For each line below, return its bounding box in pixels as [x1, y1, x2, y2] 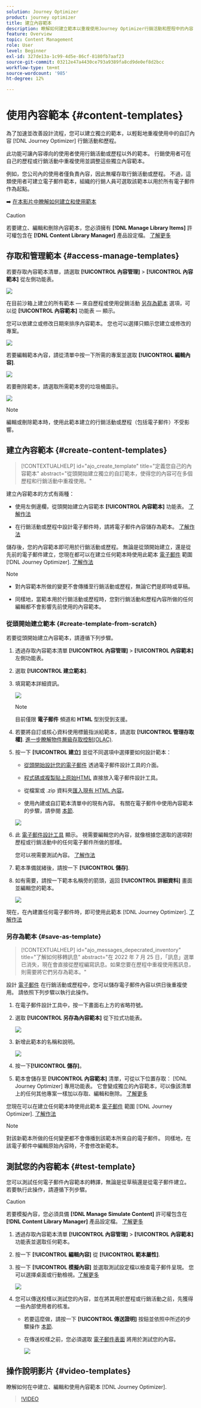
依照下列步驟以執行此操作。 [23, 988, 92, 996]
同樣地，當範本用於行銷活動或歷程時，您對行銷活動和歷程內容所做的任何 [14, 595, 193, 603]
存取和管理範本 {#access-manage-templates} [6, 251, 179, 261]
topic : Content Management [6, 37, 74, 43]
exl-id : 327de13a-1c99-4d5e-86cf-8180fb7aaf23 [6, 53, 124, 59]
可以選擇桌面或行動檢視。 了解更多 [14, 1271, 99, 1278]
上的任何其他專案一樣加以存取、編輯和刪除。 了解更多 [14, 1090, 148, 1097]
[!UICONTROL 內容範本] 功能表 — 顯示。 [17, 307, 118, 314]
